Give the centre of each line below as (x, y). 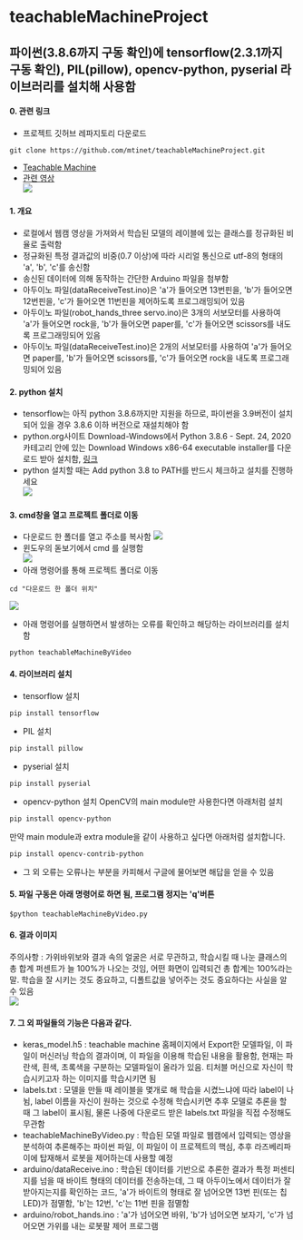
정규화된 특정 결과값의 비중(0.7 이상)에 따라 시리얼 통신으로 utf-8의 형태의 (153, 255)
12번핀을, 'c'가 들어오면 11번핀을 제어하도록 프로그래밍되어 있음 (134, 300)
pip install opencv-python (60, 819)
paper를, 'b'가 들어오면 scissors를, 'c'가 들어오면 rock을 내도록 (145, 358)
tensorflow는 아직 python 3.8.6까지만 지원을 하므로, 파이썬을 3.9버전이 (149, 414)
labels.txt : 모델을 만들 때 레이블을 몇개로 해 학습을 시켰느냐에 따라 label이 (153, 1090)
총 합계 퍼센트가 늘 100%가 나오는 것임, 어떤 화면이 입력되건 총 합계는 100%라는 (151, 968)
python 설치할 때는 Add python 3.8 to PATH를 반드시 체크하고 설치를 (146, 470)
